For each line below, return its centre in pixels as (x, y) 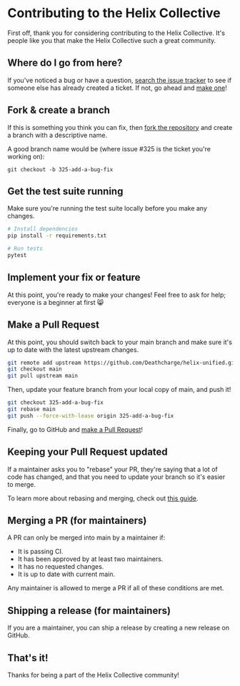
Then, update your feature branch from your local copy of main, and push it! (119, 390)
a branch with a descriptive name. (57, 135)
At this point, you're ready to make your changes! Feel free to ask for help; (117, 295)
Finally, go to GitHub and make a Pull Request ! (75, 429)
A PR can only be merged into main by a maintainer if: (86, 538)
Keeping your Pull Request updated (87, 452)
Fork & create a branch (59, 110)
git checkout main (35, 369)
